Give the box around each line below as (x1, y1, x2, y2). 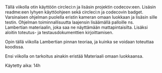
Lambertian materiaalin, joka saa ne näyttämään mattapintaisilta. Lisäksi (5, 24, 148, 30)
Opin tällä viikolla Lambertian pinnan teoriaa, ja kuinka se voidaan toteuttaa (5, 39, 154, 45)
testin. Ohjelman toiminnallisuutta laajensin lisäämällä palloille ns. (5, 19, 134, 25)
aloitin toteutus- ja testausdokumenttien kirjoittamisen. (5, 30, 114, 35)
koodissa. (5, 44, 24, 49)
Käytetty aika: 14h (5, 62, 41, 68)
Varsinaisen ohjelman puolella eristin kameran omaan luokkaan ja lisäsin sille (5, 14, 158, 20)
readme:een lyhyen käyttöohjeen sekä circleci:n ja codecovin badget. (5, 9, 144, 15)
